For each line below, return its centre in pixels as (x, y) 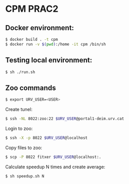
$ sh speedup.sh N (25, 176)
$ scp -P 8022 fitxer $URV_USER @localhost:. (53, 157)
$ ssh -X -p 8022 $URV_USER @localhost (46, 138)
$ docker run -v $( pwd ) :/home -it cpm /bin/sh (56, 44)
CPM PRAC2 (32, 9)
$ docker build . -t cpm (32, 39)
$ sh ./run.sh (20, 72)
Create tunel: (19, 109)
